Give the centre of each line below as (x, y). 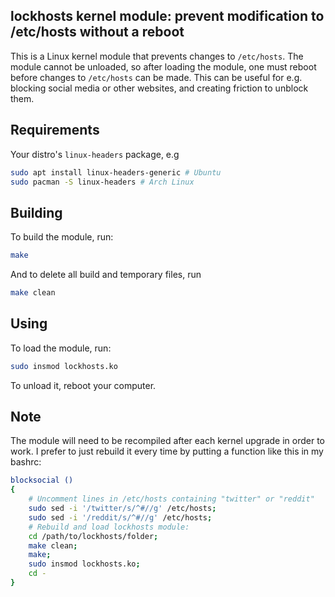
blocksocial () (42, 480)
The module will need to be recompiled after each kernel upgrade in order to (168, 441)
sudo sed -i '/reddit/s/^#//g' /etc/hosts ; (120, 517)
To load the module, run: (61, 348)
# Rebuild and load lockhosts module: (109, 527)
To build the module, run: (62, 237)
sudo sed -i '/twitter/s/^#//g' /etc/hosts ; (122, 509)
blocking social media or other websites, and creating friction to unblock (159, 88)
